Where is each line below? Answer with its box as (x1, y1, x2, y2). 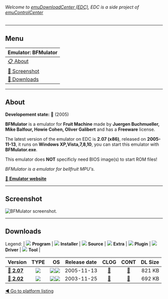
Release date (65, 259, 97, 266)
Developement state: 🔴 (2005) (5, 111, 69, 117)
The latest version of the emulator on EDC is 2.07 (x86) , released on (5, 136, 146, 142)
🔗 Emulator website (5, 175, 46, 182)
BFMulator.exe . (5, 146, 37, 152)
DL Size (140, 259, 159, 266)
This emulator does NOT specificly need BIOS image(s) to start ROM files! (5, 156, 157, 162)
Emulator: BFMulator (7, 49, 58, 56)
